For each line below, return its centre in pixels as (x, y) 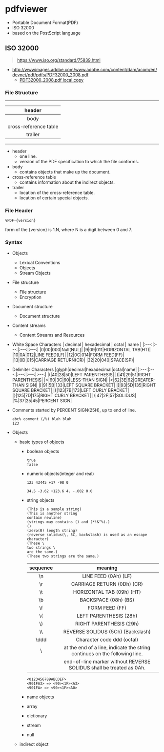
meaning (107, 568)
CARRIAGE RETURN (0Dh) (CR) (107, 584)
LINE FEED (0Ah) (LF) (107, 576)
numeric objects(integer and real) (60, 473)
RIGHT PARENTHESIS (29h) (107, 623)
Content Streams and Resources (52, 335)
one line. (28, 156)
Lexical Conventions (40, 262)
